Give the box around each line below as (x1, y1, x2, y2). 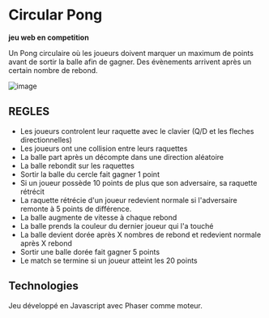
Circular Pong (8, 6, 103, 24)
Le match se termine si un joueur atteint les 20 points (19, 256, 198, 265)
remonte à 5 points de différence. (19, 204, 132, 213)
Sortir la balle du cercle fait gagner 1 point (19, 169, 160, 179)
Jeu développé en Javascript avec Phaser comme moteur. (8, 300, 203, 310)
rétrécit (19, 187, 45, 196)
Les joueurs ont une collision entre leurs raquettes (19, 144, 188, 153)
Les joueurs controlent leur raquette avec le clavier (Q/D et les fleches (19, 126, 254, 135)
